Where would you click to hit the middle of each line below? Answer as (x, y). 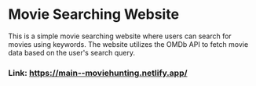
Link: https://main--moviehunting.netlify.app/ (98, 73)
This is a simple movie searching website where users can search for (120, 36)
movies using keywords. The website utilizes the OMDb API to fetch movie (128, 44)
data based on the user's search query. (72, 52)
